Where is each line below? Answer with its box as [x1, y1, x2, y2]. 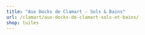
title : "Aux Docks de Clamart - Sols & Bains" [6, 8, 126, 15]
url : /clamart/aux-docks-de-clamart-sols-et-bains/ [6, 14, 139, 20]
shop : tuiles [6, 20, 39, 26]
